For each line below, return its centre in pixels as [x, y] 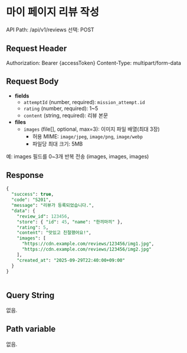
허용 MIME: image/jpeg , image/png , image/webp [88, 136]
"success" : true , [33, 195]
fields [22, 96]
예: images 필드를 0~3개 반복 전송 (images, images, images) [78, 156]
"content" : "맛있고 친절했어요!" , [54, 233]
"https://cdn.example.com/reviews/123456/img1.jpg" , [88, 244]
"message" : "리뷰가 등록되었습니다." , [53, 205]
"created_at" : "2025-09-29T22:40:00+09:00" [71, 260]
